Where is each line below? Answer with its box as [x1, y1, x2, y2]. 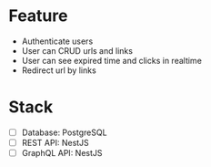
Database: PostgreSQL [21, 127, 107, 138]
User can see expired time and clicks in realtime [21, 55, 202, 66]
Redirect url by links [21, 65, 96, 76]
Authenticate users [21, 36, 94, 47]
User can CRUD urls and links [21, 45, 134, 56]
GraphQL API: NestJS [21, 148, 103, 158]
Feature [8, 5, 68, 26]
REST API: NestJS [21, 137, 90, 148]
